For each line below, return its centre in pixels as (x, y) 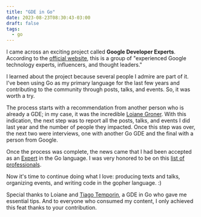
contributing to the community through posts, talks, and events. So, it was (98, 89)
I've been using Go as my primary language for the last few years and (93, 83)
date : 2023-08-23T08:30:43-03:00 (48, 18)
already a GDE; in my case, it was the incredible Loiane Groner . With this (96, 114)
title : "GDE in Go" (31, 12)
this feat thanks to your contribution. (51, 208)
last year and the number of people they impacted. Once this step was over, (101, 127)
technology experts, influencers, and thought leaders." (74, 65)
